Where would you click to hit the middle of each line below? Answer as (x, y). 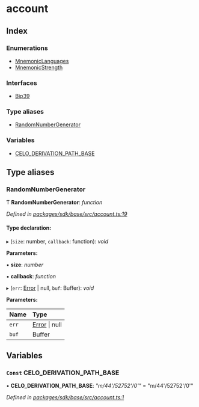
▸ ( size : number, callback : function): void (57, 241)
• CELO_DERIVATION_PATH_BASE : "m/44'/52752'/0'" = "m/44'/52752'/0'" (100, 386)
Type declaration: (29, 228)
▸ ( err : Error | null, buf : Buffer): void (50, 288)
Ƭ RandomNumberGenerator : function (54, 203)
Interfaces (22, 83)
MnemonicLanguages (42, 61)
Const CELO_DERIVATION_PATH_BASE (63, 373)
